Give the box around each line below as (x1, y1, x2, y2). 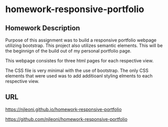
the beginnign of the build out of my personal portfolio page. (5, 48, 132, 54)
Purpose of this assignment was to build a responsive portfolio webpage (5, 37, 157, 43)
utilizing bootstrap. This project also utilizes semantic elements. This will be (5, 43, 163, 49)
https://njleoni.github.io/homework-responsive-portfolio (5, 106, 122, 112)
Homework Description (5, 24, 80, 32)
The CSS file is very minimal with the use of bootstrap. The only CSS (5, 67, 149, 73)
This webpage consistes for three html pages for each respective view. (5, 58, 154, 64)
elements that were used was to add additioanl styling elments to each (5, 73, 153, 79)
